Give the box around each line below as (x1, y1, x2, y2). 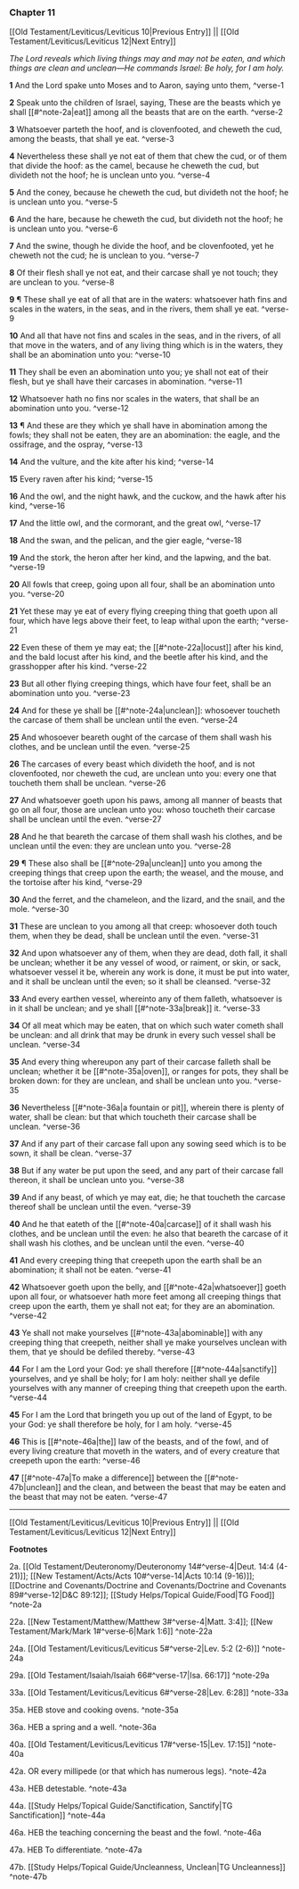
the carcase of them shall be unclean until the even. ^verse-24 (9, 715, 238, 725)
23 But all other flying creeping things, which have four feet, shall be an (9, 678, 271, 689)
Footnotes (9, 1544, 48, 1554)
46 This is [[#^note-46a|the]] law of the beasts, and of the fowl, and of (9, 1437, 270, 1447)
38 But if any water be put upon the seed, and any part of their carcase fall (9, 1165, 284, 1176)
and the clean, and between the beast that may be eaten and (62, 1482, 287, 1493)
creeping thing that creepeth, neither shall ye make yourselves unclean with (9, 1337, 287, 1348)
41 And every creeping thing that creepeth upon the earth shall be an (9, 1255, 263, 1266)
